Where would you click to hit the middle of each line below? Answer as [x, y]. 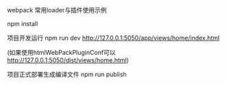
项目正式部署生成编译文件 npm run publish [67, 74]
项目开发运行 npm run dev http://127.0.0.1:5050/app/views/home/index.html [113, 38]
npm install [23, 24]
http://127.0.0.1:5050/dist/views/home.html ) [68, 60]
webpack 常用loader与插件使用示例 [57, 10]
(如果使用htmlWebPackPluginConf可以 [61, 52]
